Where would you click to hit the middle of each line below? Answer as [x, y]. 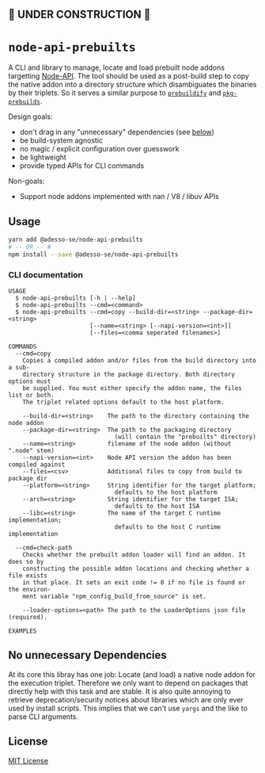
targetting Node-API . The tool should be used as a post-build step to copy [129, 76]
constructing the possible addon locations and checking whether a [136, 569]
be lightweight [43, 157]
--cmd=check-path [44, 548]
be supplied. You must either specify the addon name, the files [132, 388]
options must [30, 381]
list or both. [32, 396]
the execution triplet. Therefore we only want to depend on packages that [128, 683]
